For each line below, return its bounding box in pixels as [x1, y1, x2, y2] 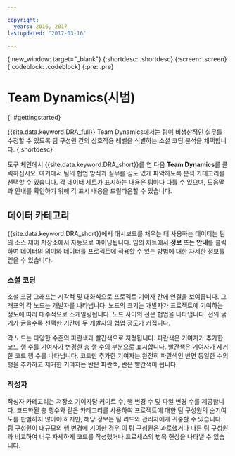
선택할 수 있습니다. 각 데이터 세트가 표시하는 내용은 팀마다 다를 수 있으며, [7, 178, 206, 187]
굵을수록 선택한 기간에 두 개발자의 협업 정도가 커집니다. [20, 319, 171, 328]
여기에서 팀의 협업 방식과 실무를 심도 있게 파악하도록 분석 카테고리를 [39, 169, 225, 178]
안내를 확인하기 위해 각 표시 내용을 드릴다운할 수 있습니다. [14, 187, 172, 195]
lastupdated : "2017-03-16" [7, 30, 87, 37]
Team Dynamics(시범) [7, 90, 136, 106]
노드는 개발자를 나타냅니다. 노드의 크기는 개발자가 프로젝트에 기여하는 [33, 301, 224, 310]
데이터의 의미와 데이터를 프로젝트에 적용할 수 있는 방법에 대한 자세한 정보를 [20, 247, 225, 256]
